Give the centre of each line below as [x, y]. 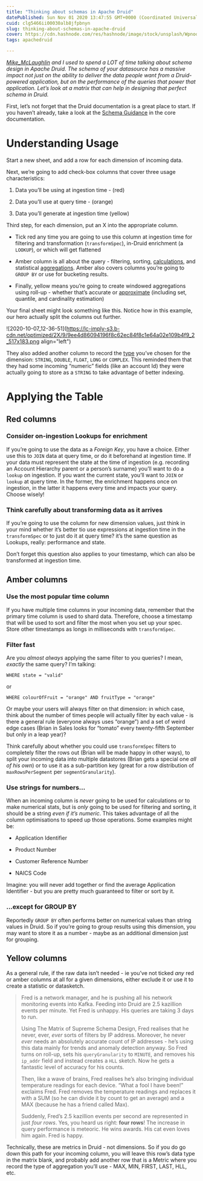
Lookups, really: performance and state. [56, 542]
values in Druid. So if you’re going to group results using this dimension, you [101, 926]
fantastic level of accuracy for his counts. [72, 1067]
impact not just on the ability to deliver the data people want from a [90, 75]
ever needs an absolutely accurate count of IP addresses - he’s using [107, 1041]
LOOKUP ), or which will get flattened [58, 249]
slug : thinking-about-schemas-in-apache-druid [66, 29]
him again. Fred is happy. [52, 1135]
